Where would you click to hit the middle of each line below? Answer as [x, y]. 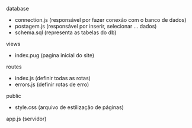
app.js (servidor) [26, 119]
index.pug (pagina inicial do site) [55, 55]
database [18, 9]
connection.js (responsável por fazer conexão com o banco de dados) [100, 20]
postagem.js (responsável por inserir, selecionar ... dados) [86, 26]
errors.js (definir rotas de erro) [52, 84]
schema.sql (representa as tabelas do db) [65, 32]
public [14, 96]
